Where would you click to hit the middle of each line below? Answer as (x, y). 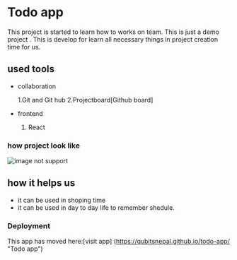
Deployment (29, 225)
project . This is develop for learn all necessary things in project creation (112, 39)
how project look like (44, 146)
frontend (30, 113)
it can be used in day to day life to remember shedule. (96, 207)
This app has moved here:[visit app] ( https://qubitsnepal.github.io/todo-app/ (118, 242)
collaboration (37, 86)
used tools (31, 69)
